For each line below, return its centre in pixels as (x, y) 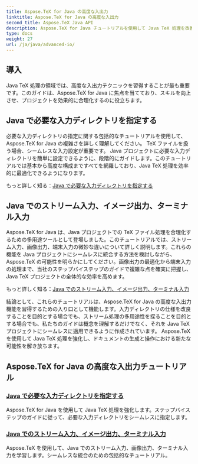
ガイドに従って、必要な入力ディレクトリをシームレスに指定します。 (108, 417)
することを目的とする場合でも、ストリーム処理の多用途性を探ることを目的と (99, 316)
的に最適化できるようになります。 (47, 173)
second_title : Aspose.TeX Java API (50, 22)
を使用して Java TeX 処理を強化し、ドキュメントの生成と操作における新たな (99, 339)
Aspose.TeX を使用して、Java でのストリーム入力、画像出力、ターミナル (95, 448)
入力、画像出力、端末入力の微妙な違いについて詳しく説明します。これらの (101, 247)
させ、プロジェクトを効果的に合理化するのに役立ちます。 (76, 100)
